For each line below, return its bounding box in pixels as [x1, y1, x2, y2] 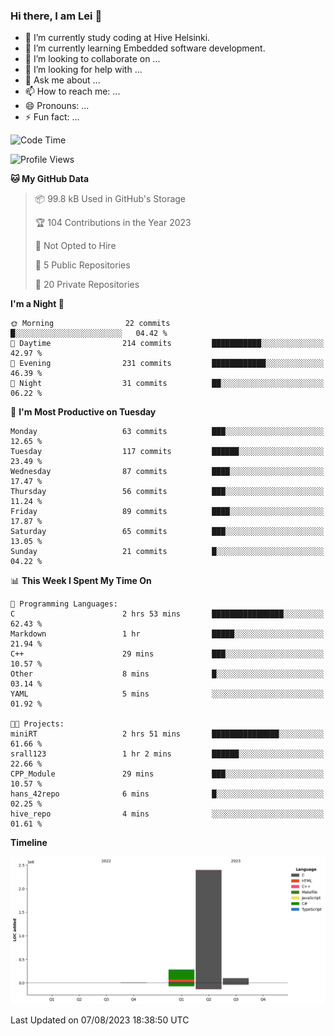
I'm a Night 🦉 [10, 298, 65, 310]
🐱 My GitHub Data [10, 173, 90, 185]
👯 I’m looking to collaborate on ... [24, 53, 161, 65]
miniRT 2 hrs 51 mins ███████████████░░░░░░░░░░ [10, 729, 325, 739]
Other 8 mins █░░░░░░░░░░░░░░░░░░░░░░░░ [10, 669, 325, 679]
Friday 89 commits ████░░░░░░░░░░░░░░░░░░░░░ [10, 507, 325, 517]
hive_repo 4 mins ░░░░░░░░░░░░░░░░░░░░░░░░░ [10, 809, 325, 819]
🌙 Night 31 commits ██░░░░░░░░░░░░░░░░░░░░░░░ [10, 379, 325, 389]
